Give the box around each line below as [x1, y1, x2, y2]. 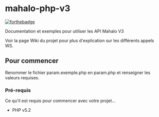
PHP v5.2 [12, 107, 31, 113]
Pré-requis [5, 87, 31, 93]
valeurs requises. [5, 74, 40, 80]
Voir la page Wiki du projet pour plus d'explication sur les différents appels [5, 37, 154, 44]
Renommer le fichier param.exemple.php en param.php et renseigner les [5, 70, 151, 75]
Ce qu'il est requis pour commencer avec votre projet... [5, 98, 116, 104]
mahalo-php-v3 [5, 3, 71, 14]
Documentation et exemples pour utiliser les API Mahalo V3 [5, 28, 124, 34]
